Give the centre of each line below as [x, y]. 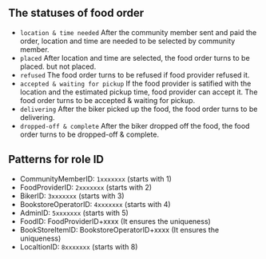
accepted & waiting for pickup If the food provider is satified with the [135, 83]
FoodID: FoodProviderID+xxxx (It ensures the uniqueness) [115, 221]
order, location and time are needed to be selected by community [127, 41]
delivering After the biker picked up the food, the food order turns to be [139, 109]
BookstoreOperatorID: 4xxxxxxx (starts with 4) [95, 204]
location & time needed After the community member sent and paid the [138, 32]
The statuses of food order [76, 13]
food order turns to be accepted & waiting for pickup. [107, 100]
